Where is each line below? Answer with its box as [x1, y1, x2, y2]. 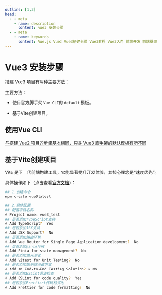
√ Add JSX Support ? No [5, 230, 54, 235]
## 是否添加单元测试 [5, 253, 41, 258]
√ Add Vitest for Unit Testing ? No [5, 258, 80, 263]
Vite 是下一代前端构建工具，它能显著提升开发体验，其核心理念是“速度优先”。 [5, 170, 159, 175]
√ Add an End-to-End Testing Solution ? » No [5, 267, 97, 272]
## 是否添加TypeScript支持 [5, 217, 56, 221]
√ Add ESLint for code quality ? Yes [5, 276, 82, 281]
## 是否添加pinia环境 [5, 244, 45, 249]
